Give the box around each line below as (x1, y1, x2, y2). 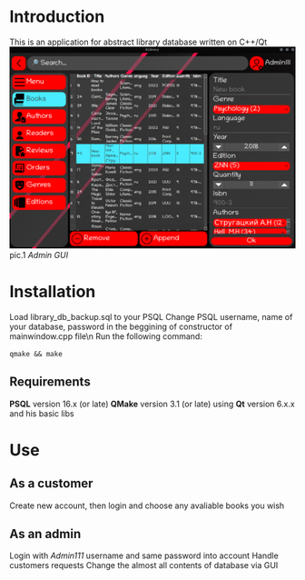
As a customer (9, 475, 93, 492)
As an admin (9, 525, 82, 542)
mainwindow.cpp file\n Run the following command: (9, 330, 202, 342)
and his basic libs (9, 407, 74, 419)
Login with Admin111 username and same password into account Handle (9, 550, 279, 561)
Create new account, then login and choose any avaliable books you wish (9, 500, 285, 511)
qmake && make (9, 349, 64, 358)
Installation (9, 281, 96, 302)
